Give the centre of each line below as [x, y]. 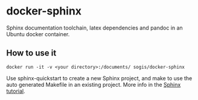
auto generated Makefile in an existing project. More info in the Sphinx [94, 84]
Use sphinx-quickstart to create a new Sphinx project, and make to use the [99, 78]
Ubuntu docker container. [38, 34]
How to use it [31, 53]
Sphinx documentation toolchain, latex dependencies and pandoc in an [94, 28]
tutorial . [16, 91]
